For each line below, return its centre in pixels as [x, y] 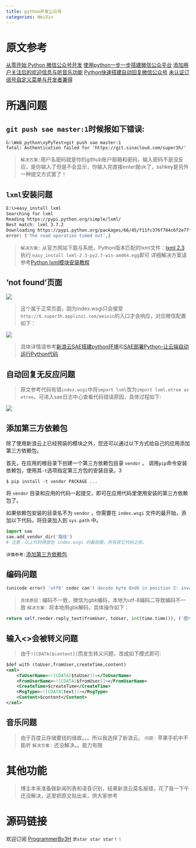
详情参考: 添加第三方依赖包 [36, 554]
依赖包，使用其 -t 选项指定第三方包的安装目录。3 [64, 470]
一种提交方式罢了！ [43, 174]
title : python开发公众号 [34, 11]
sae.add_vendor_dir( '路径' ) [39, 537]
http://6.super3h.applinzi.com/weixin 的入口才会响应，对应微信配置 [103, 316]
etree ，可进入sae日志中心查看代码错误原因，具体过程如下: [91, 397]
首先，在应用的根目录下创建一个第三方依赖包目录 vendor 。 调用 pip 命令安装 [97, 463]
